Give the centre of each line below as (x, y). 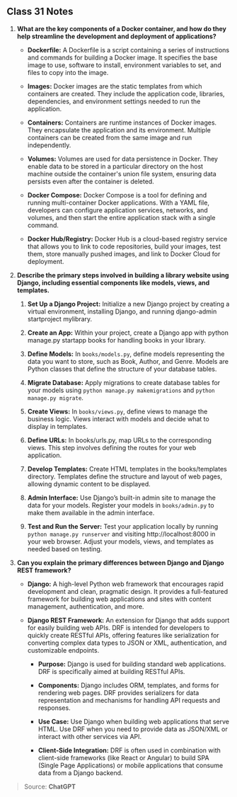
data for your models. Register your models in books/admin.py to (121, 505)
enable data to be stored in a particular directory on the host (115, 166)
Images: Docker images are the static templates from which (115, 86)
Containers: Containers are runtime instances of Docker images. (122, 122)
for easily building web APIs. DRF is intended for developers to (118, 627)
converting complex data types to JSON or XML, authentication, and (127, 643)
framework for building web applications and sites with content (119, 599)
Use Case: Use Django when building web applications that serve (134, 721)
